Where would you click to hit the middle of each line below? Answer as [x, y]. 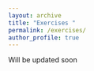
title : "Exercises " [42, 23]
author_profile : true [44, 37]
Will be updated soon [43, 60]
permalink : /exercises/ [47, 30]
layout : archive [35, 15]
